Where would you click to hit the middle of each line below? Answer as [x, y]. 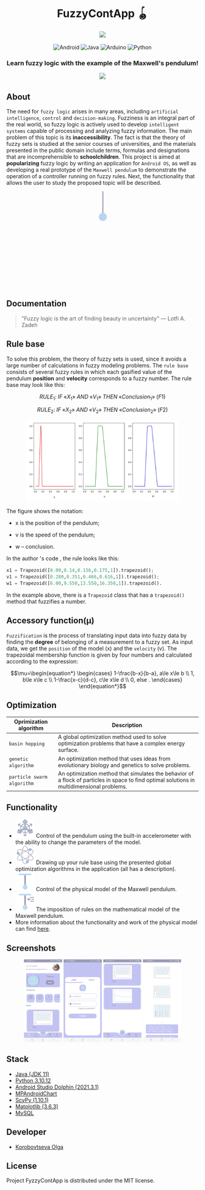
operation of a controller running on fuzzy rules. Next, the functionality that [101, 176]
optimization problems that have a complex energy [121, 743]
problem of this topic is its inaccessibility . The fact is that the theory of [96, 137]
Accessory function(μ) [50, 621]
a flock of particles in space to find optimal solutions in [126, 780]
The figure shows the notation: [45, 511]
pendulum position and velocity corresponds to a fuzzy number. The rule [99, 378]
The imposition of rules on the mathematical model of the [108, 909]
